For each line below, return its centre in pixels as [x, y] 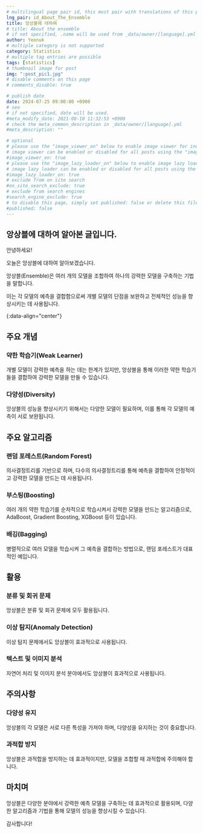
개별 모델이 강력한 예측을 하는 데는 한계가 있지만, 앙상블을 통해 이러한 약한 [93, 370]
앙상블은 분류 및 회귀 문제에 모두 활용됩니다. [58, 610]
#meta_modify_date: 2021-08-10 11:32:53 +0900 [66, 119]
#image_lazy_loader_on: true [43, 174]
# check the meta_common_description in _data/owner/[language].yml [94, 124]
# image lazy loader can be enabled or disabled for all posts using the [101, 169]
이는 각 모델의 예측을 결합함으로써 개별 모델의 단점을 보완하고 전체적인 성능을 [97, 296]
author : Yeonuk [25, 40]
